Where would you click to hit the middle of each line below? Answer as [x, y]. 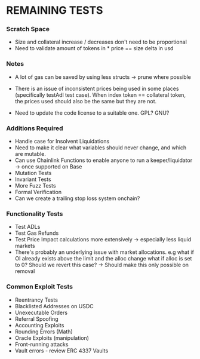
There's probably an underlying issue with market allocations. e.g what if [104, 252]
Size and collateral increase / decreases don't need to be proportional [101, 42]
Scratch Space [28, 29]
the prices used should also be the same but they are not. [86, 101]
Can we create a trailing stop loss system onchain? [77, 198]
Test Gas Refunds [37, 233]
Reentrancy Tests [36, 300]
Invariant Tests [33, 179]
